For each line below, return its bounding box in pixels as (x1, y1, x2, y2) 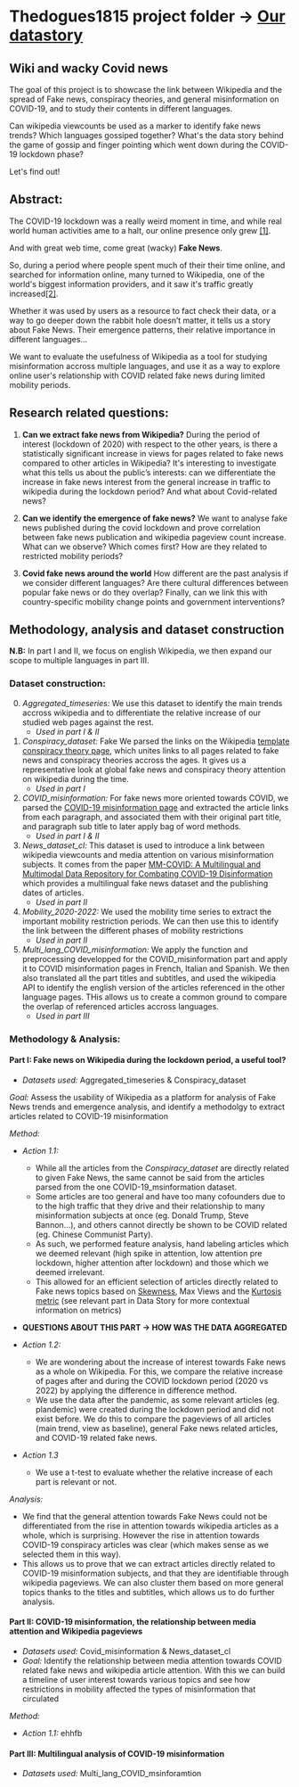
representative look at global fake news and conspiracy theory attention (21, 764, 287, 775)
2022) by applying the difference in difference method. (35, 1385, 238, 1396)
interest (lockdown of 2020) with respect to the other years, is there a (21, 439, 279, 449)
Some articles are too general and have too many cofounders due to (35, 1190, 287, 1201)
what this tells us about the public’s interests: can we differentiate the (21, 466, 276, 478)
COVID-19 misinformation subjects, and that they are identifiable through (21, 1568, 289, 1578)
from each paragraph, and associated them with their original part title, (21, 811, 282, 822)
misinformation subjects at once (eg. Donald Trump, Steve (35, 1210, 249, 1221)
